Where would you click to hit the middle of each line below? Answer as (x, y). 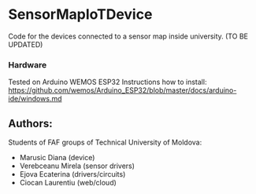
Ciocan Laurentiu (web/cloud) (68, 183)
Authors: (30, 123)
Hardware (28, 64)
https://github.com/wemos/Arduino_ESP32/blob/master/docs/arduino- (122, 90)
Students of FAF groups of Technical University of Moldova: (105, 142)
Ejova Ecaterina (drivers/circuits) (72, 174)
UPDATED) (26, 44)
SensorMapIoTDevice (80, 15)
